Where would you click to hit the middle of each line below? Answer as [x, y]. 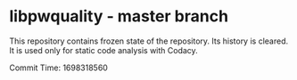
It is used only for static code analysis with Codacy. [103, 50]
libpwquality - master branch [119, 16]
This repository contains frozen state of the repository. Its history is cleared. [148, 41]
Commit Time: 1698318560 [59, 68]
